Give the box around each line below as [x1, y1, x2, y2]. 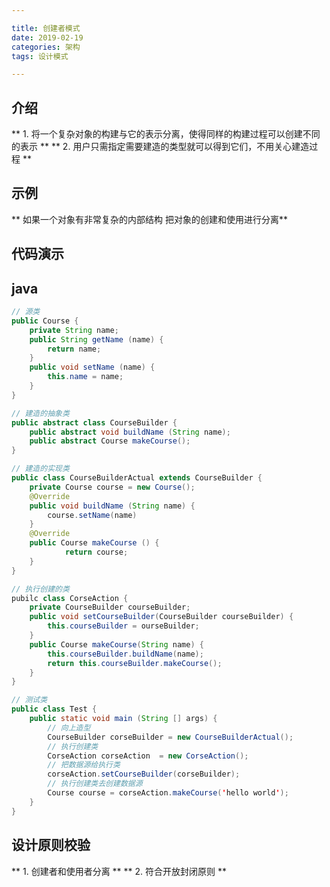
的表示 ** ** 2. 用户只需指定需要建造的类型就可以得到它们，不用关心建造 [11, 141, 310, 153]
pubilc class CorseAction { [11, 593, 129, 603]
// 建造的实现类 [11, 464, 70, 474]
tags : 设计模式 [11, 51, 69, 61]
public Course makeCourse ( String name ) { [29, 639, 204, 650]
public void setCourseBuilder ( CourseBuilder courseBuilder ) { [29, 612, 294, 622]
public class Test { [11, 704, 98, 715]
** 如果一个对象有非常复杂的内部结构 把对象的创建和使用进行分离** [11, 213, 288, 225]
